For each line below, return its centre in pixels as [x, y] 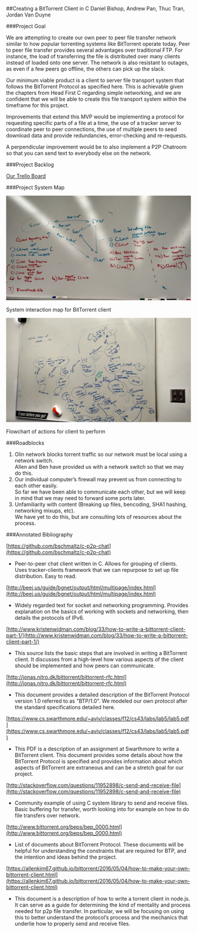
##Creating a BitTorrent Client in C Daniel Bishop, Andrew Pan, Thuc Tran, [96, 9]
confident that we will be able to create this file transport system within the [96, 99]
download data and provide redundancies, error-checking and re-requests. [97, 135]
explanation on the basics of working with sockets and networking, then [101, 611]
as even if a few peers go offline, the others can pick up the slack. [86, 69]
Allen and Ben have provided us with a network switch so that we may [99, 467]
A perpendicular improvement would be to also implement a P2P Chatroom [96, 147]
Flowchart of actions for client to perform [56, 431]
